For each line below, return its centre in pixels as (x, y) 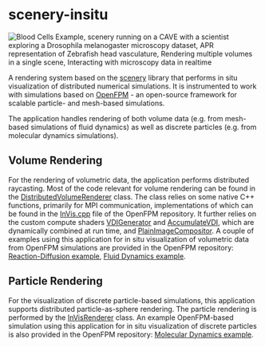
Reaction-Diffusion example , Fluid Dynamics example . (97, 256)
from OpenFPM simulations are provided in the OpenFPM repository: (121, 247)
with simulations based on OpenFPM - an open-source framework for (123, 94)
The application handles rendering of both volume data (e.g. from (116, 118)
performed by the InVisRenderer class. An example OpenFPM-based (121, 317)
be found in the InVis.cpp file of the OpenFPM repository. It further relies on (132, 214)
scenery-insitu (58, 15)
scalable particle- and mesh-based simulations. (87, 103)
